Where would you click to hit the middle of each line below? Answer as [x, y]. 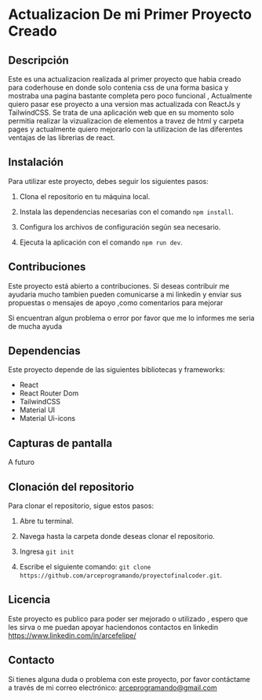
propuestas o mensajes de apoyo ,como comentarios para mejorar [116, 302]
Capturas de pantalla [60, 443]
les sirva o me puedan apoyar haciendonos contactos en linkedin [113, 627]
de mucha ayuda [35, 326]
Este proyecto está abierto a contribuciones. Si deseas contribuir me [119, 286]
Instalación [36, 162]
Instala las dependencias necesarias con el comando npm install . [126, 212]
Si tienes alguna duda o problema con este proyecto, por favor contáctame [129, 679]
